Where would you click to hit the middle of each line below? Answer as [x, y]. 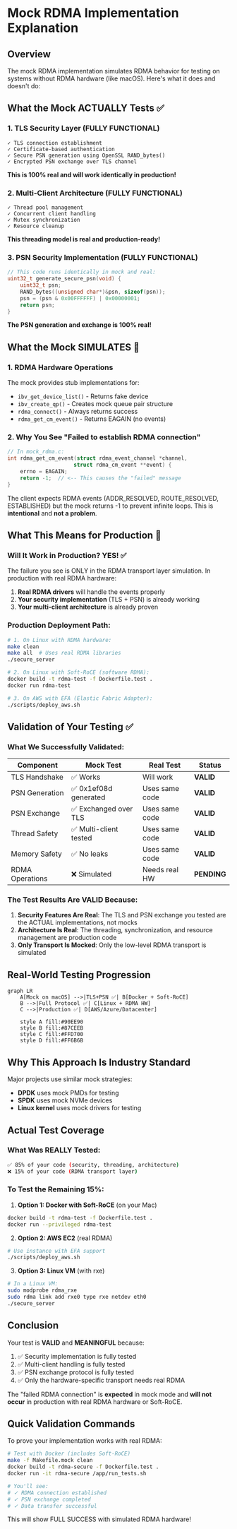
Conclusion [33, 1326]
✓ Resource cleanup [36, 226]
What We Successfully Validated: [66, 746]
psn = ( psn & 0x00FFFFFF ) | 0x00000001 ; [80, 298]
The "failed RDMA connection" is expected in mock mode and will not [110, 1394]
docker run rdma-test [39, 685]
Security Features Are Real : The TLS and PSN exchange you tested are [122, 915]
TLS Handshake [37, 777]
